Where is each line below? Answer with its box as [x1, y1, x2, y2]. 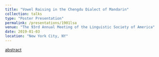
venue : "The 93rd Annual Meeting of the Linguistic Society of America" [5, 25, 155, 30]
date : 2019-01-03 [5, 29, 40, 34]
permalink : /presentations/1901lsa [5, 20, 77, 25]
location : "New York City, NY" [5, 34, 68, 39]
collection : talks [5, 11, 42, 16]
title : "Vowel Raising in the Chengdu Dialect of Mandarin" [5, 7, 129, 12]
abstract [5, 46, 22, 53]
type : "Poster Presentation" [5, 16, 64, 21]
